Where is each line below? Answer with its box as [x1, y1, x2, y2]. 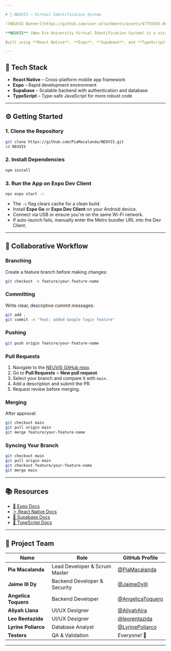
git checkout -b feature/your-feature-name [5, 279, 99, 284]
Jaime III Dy [8, 581, 37, 588]
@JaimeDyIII [118, 581, 148, 588]
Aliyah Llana [8, 607, 39, 614]
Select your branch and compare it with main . [12, 375, 107, 381]
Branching [5, 257, 32, 264]
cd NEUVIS [5, 144, 26, 149]
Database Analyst [51, 623, 94, 631]
